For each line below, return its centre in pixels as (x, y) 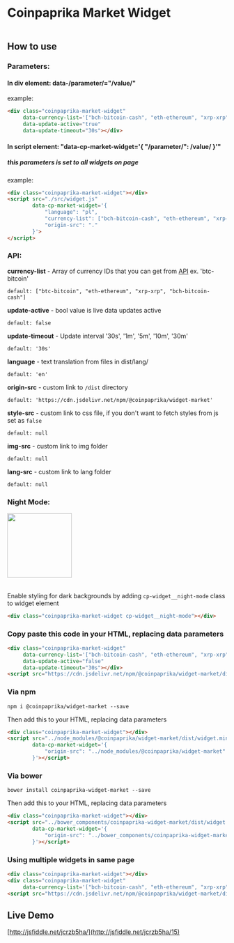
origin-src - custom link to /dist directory (68, 387)
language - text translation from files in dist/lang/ (78, 361)
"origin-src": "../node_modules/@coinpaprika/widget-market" (135, 751)
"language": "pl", (71, 212)
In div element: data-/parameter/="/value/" (71, 83)
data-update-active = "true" (62, 124)
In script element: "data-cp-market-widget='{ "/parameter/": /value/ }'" (114, 146)
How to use (32, 47)
